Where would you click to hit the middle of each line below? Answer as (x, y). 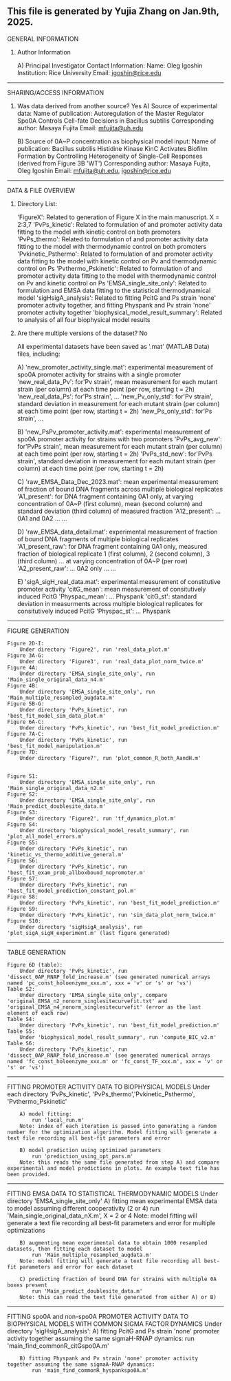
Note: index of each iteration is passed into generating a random (118, 1126)
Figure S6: (23, 860)
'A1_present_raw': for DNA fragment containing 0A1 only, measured (112, 546)
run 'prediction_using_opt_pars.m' (83, 1156)
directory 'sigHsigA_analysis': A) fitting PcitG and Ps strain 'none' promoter (113, 1331)
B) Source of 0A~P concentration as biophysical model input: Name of (117, 141)
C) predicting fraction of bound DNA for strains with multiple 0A (118, 1279)
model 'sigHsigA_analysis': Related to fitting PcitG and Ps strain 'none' (117, 298)
